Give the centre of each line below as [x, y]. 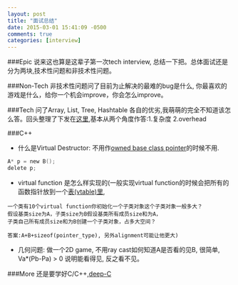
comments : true [30, 34]
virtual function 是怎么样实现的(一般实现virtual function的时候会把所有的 [123, 182]
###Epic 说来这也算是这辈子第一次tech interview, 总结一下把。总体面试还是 [118, 62]
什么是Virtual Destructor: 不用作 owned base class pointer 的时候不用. [118, 148]
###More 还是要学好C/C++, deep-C [59, 274]
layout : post [27, 14]
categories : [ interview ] [44, 41]
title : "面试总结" [33, 21]
